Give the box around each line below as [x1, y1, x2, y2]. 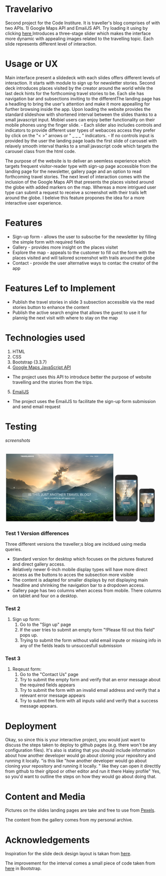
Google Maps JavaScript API [12, 364, 71, 370]
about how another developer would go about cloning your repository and [5, 753, 156, 759]
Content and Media [5, 791, 86, 802]
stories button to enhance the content [12, 304, 90, 310]
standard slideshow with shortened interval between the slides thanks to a [5, 111, 157, 117]
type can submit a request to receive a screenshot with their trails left [5, 189, 147, 195]
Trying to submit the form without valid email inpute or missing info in [19, 637, 161, 643]
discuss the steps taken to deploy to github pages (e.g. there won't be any [5, 742, 157, 748]
